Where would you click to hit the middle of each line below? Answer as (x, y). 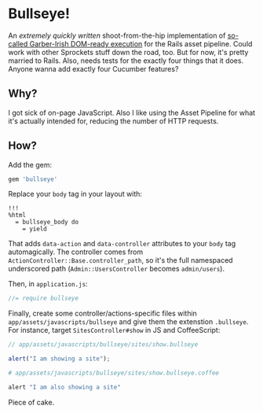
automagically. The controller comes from (76, 252)
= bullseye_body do (47, 222)
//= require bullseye (44, 299)
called (18, 43)
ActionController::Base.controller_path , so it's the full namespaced (121, 260)
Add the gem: (30, 164)
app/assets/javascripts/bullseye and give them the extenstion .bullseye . (128, 322)
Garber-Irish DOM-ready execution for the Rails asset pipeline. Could (141, 43)
